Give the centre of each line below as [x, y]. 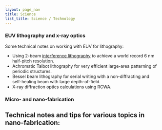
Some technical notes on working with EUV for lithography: [64, 46]
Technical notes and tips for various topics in [75, 115]
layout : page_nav [23, 9]
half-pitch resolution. [33, 61]
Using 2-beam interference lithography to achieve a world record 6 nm [83, 56]
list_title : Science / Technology [40, 19]
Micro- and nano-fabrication [40, 99]
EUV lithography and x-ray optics [45, 36]
